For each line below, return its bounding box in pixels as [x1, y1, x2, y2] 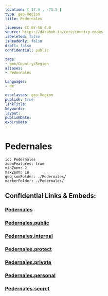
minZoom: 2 [5, 165, 27, 170]
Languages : [5, 79, 27, 84]
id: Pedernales [5, 157, 36, 162]
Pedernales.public [5, 220, 50, 227]
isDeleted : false [5, 34, 40, 39]
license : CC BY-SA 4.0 [5, 25, 51, 30]
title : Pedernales [5, 16, 42, 21]
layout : [5, 111, 21, 115]
